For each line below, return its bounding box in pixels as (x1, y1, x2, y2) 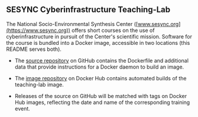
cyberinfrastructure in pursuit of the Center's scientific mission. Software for (6, 32, 193, 40)
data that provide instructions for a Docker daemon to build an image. (14, 63, 184, 70)
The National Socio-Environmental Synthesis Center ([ (6, 20, 138, 27)
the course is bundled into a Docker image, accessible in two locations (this (6, 39, 190, 46)
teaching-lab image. (14, 81, 64, 88)
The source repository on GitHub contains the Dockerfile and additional (14, 57, 189, 64)
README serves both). (6, 45, 62, 53)
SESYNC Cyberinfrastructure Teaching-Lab (6, 5, 171, 15)
